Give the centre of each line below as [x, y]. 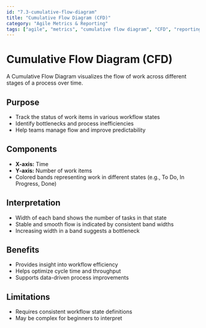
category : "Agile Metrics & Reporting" [57, 23]
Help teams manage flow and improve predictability [80, 130]
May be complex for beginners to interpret [69, 318]
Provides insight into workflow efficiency [67, 265]
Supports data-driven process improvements [72, 278]
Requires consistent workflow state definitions [74, 312]
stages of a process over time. [45, 83]
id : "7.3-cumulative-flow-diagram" [52, 12]
